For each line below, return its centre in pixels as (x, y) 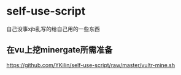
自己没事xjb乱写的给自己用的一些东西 (53, 29)
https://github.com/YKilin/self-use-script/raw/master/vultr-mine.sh (91, 65)
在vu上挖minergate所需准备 (60, 50)
